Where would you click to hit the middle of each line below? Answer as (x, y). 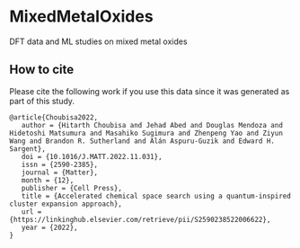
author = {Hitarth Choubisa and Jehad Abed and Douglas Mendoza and (152, 125)
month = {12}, (48, 180)
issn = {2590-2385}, (60, 164)
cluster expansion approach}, (66, 204)
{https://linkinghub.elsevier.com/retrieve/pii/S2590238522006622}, (140, 219)
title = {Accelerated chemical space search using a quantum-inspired (156, 196)
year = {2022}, (49, 227)
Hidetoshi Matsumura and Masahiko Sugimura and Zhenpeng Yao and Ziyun (146, 133)
